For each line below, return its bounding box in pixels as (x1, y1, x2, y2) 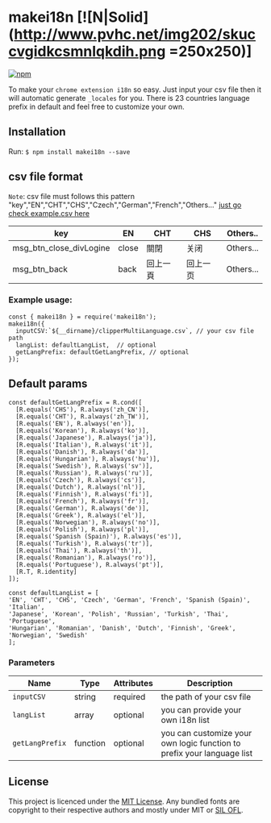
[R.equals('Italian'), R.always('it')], (15, 440, 153, 449)
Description (186, 677, 233, 688)
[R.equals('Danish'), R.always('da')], (15, 447, 150, 455)
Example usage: (8, 294, 73, 306)
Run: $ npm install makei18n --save (8, 146, 131, 156)
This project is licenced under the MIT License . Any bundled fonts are (8, 796, 240, 806)
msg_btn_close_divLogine (12, 242, 110, 253)
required (113, 691, 146, 702)
